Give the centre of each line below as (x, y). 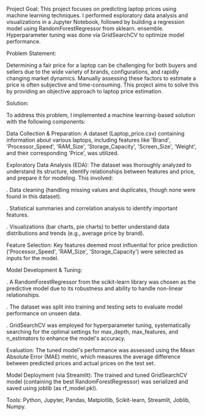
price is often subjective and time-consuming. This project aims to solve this (102, 85)
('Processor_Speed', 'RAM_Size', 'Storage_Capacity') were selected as (95, 252)
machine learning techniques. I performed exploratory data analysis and (97, 15)
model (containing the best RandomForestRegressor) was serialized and (97, 382)
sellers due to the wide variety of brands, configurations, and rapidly (93, 72)
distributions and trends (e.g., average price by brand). (76, 233)
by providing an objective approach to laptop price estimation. (85, 91)
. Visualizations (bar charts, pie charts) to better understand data (88, 227)
